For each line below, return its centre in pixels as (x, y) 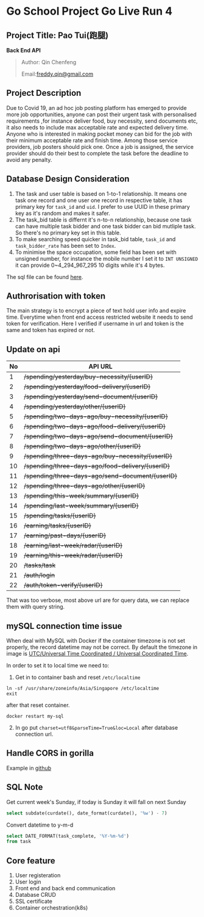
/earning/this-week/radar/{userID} (73, 556)
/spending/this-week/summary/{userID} (81, 496)
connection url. (34, 734)
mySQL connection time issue (64, 626)
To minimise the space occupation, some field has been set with (96, 252)
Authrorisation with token (56, 296)
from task (19, 842)
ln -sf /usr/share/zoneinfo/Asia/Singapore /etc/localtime (83, 689)
